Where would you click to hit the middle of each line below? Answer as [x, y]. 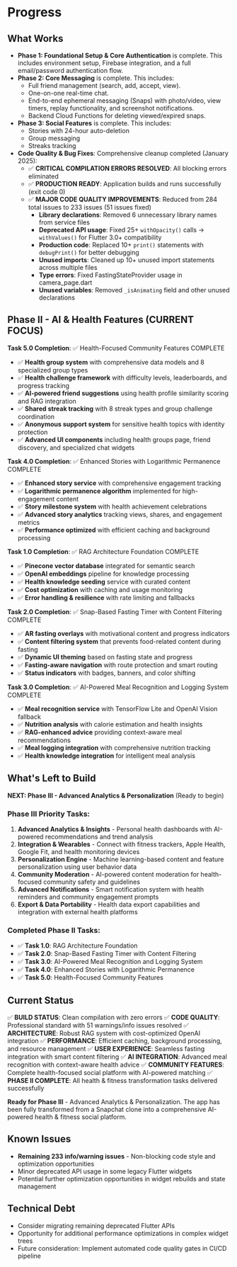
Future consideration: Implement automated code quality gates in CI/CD [122, 1248]
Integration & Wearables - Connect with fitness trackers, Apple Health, [121, 844]
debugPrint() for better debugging [89, 252]
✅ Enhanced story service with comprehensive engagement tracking [119, 483]
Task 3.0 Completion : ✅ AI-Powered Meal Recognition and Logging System [118, 687]
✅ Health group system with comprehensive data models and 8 [111, 362]
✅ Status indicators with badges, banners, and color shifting [106, 673]
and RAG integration [47, 401]
